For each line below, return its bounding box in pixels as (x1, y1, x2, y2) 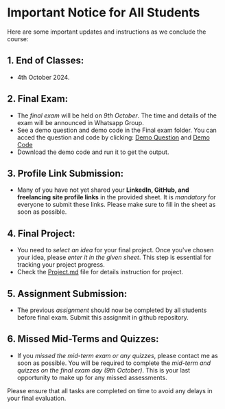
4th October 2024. (16, 73, 70, 81)
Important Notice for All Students (7, 5, 200, 21)
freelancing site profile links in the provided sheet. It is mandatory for (16, 193, 216, 201)
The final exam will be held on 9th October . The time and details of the (16, 111, 217, 120)
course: (7, 34, 29, 43)
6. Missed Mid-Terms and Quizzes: (7, 333, 159, 345)
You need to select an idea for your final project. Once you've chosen (16, 246, 214, 254)
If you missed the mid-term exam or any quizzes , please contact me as (16, 351, 218, 360)
